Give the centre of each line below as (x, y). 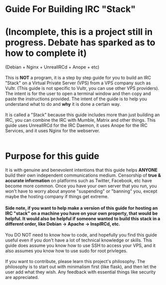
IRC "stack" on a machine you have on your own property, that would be (82, 213)
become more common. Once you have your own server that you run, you (81, 186)
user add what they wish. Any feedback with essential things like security (81, 272)
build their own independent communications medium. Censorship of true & (83, 175)
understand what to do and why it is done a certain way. (63, 104)
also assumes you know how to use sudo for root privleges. (67, 251)
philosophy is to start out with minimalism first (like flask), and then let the (81, 267)
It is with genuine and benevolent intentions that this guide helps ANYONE (82, 170)
